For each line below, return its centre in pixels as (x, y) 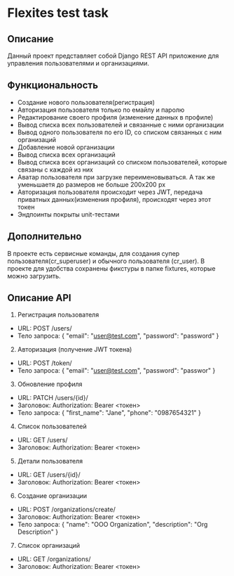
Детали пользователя (50, 461)
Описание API (39, 298)
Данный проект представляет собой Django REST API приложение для (113, 56)
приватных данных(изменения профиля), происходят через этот (114, 199)
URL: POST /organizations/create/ (66, 510)
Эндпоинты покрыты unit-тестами (68, 214)
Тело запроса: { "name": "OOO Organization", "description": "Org (112, 525)
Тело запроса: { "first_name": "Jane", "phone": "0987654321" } (109, 413)
